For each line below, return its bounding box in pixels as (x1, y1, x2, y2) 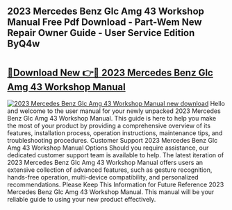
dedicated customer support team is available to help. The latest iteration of (7, 151, 224, 159)
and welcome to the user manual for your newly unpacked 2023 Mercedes (7, 107, 221, 115)
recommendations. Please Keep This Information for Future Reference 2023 (7, 180, 224, 189)
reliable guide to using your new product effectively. (7, 195, 156, 203)
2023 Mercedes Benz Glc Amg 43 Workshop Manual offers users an (7, 159, 204, 166)
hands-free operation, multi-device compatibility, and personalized (7, 173, 199, 181)
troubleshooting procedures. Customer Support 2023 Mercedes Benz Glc (7, 137, 218, 144)
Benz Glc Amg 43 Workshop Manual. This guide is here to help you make (7, 114, 217, 122)
